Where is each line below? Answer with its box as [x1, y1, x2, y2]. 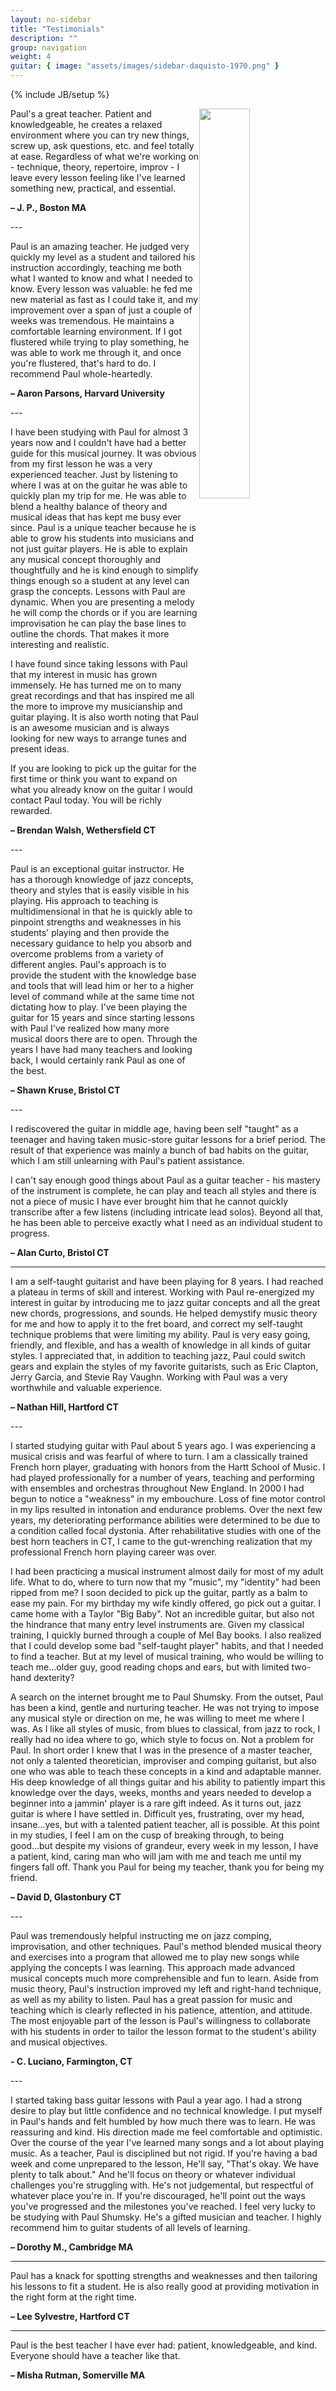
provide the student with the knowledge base [10, 969, 197, 981]
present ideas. [10, 743, 70, 755]
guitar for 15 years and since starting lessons [10, 1012, 195, 1023]
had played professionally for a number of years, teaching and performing [10, 1472, 315, 1483]
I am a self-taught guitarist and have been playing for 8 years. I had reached [10, 1276, 324, 1287]
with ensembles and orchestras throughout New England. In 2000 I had [10, 1482, 305, 1494]
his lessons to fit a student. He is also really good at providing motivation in [10, 2281, 320, 2292]
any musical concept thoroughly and [10, 554, 162, 565]
